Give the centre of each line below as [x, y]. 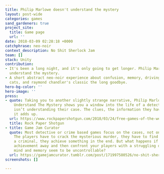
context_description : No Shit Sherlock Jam [50, 50]
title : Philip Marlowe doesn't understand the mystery [62, 10]
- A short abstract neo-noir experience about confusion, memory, [74, 78]
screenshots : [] [21, 159]
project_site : [20, 28]
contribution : [20, 64]
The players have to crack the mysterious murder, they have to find [86, 137]
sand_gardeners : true [27, 23]
